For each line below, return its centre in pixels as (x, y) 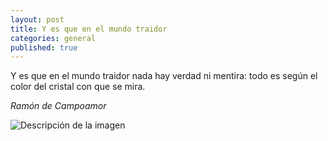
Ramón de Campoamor (58, 106)
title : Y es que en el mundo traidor (89, 29)
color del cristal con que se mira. (78, 87)
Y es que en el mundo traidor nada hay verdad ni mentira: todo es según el (164, 76)
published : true (44, 47)
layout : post (37, 19)
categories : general (53, 38)
